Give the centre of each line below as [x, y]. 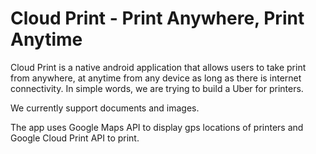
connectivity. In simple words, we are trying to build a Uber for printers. [157, 88]
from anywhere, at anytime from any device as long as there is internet [156, 78]
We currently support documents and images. [105, 108]
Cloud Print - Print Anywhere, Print [157, 18]
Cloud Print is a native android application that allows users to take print [158, 67]
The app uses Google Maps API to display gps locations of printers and [157, 127]
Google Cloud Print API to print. [75, 138]
